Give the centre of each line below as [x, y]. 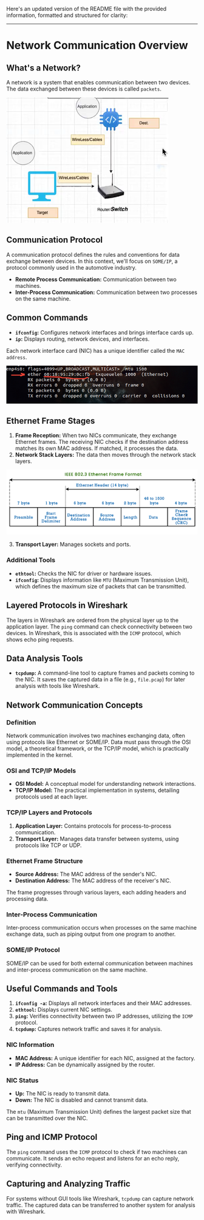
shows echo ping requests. [40, 639]
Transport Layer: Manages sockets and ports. [73, 544]
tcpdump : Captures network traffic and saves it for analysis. [88, 1029]
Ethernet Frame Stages [51, 421]
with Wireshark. [26, 1211]
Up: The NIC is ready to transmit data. [63, 1093]
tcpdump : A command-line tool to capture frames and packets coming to [105, 673]
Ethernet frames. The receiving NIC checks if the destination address [102, 442]
